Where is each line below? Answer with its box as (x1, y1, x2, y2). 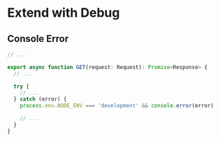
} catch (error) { (13, 96, 68, 103)
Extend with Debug (7, 5, 120, 21)
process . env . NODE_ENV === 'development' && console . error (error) (20, 103, 214, 110)
